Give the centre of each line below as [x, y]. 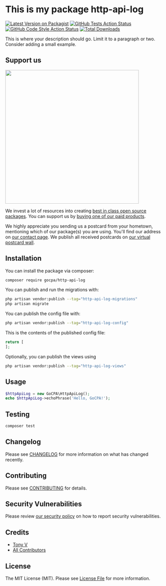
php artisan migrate [27, 304]
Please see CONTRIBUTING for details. [46, 488]
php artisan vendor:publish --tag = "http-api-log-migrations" [72, 299]
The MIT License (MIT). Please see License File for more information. [78, 578]
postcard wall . [20, 242]
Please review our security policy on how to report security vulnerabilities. [83, 516]
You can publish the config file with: [43, 314]
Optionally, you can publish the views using [51, 356]
